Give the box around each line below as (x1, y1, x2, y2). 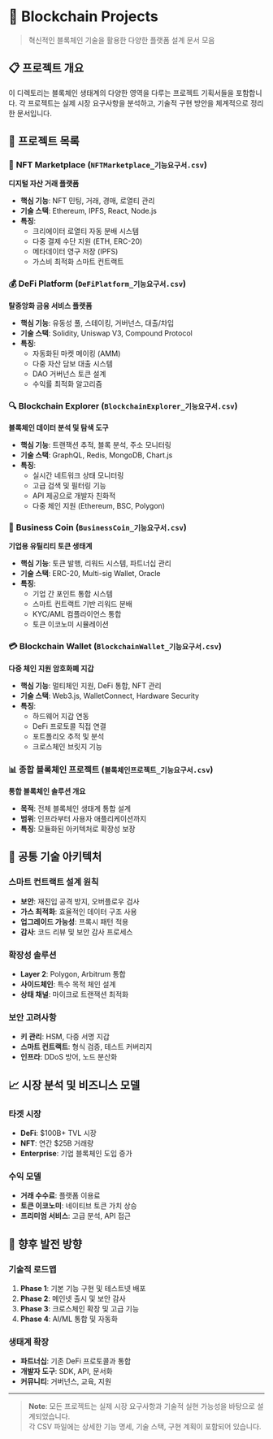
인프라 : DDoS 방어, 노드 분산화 (19, 1052, 118, 1062)
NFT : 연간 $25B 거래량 (19, 1138, 94, 1148)
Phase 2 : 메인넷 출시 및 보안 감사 (19, 1294, 126, 1303)
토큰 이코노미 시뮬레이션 (32, 619, 110, 629)
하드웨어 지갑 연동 (32, 711, 89, 721)
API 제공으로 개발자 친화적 (32, 491, 116, 501)
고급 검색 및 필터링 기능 (32, 481, 107, 491)
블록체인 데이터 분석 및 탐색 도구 (8, 423, 109, 433)
